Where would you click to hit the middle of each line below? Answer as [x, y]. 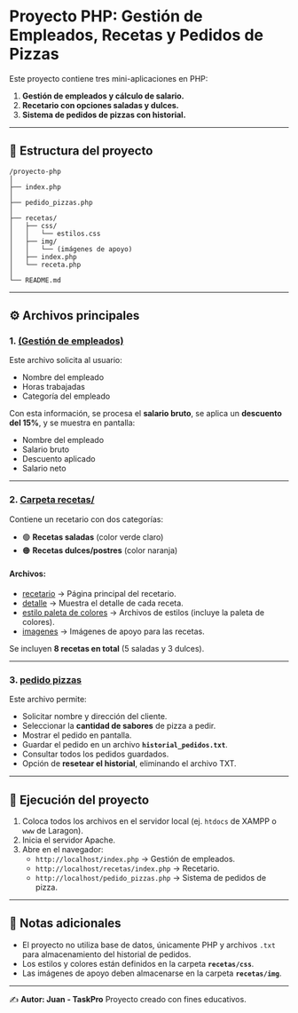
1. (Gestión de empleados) [67, 341]
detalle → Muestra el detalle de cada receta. [102, 603]
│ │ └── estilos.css [55, 233]
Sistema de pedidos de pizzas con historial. [104, 115]
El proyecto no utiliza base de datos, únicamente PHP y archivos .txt [149, 945]
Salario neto [44, 469]
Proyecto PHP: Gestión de [106, 16]
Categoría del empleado [66, 396]
